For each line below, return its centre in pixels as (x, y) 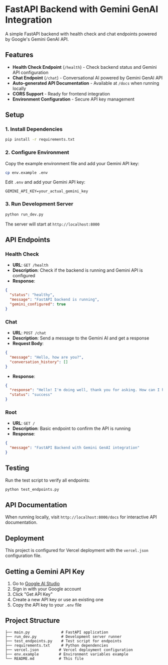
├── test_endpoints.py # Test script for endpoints (63, 641)
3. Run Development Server (39, 204)
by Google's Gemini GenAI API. (37, 39)
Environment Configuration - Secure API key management (73, 99)
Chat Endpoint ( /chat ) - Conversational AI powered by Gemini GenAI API (87, 78)
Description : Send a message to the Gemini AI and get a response (81, 338)
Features (19, 55)
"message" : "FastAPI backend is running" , (54, 300)
